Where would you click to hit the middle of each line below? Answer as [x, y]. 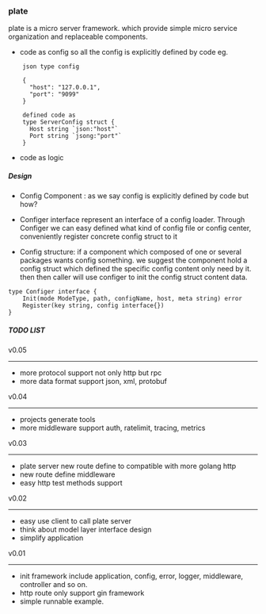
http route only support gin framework [82, 593]
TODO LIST [27, 330]
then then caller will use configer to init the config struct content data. [133, 277]
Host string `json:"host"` [74, 129]
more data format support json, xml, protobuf [93, 382]
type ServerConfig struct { [68, 122]
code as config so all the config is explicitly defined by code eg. [123, 52]
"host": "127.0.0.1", [65, 88]
